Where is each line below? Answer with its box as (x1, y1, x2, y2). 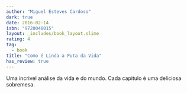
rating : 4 (6, 36, 31, 42)
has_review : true (6, 58, 49, 64)
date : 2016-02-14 (6, 20, 49, 25)
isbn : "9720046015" (6, 25, 54, 31)
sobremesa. (6, 81, 36, 88)
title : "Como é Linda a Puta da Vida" (6, 53, 102, 59)
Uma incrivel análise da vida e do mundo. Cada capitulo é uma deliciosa (6, 75, 182, 82)
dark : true (6, 14, 33, 20)
